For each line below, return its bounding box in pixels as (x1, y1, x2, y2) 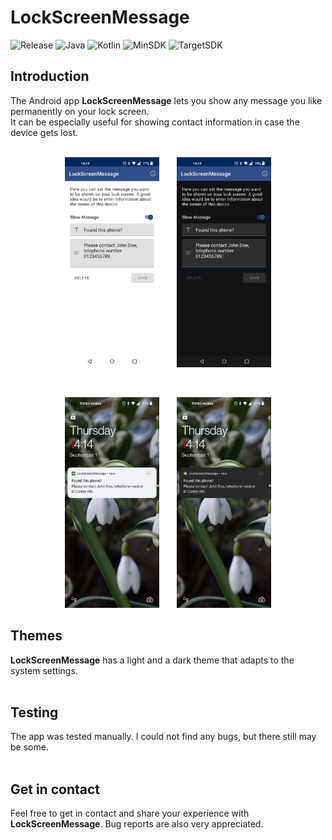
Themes (10, 627, 63, 645)
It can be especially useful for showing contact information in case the (10, 116, 300, 128)
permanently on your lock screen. (10, 105, 150, 117)
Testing (10, 704, 59, 721)
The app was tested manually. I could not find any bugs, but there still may (10, 731, 317, 743)
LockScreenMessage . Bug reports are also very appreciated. (10, 818, 264, 830)
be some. (10, 741, 49, 753)
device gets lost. (10, 126, 79, 138)
